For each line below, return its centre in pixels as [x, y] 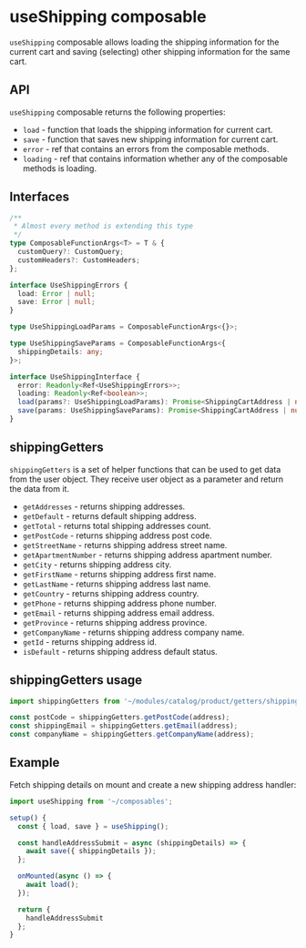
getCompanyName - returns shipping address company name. [133, 632]
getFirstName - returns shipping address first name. [119, 574]
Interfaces [40, 197]
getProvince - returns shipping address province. [115, 622]
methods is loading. [60, 168]
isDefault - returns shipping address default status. [120, 651]
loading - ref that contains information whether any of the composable [155, 158]
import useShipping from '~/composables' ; [91, 801]
